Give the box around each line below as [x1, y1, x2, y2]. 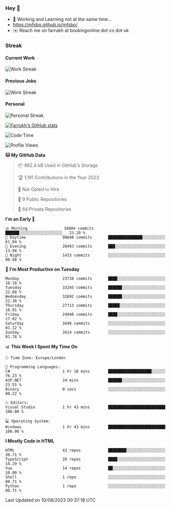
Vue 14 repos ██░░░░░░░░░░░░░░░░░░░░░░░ [5, 466, 166, 471]
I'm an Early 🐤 [5, 216, 35, 222]
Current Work [5, 55, 35, 61]
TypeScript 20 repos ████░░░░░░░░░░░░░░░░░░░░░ [5, 456, 166, 462]
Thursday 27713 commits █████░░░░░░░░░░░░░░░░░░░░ [5, 303, 166, 308]
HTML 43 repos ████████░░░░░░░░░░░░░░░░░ [5, 448, 166, 453]
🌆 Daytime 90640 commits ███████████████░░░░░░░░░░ [5, 235, 166, 240]
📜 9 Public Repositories [17, 196, 67, 202]
